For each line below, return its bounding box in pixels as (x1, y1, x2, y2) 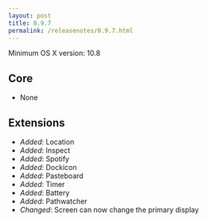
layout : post (8, 11, 52, 20)
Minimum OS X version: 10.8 (8, 49, 101, 58)
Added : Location (19, 137, 75, 146)
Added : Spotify (19, 154, 70, 164)
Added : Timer (19, 180, 65, 188)
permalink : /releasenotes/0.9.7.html (8, 26, 134, 34)
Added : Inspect (19, 145, 70, 155)
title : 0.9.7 (8, 19, 52, 27)
